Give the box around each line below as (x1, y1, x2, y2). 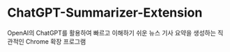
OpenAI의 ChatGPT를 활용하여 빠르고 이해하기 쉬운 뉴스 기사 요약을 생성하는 (7, 28, 216, 37)
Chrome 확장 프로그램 (25, 37, 86, 46)
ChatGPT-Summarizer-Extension (7, 5, 203, 21)
